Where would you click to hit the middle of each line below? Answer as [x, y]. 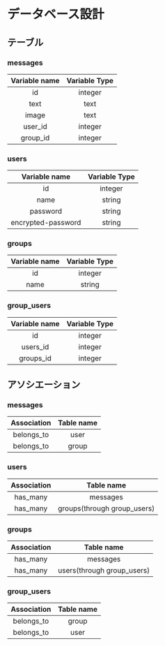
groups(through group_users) [107, 508]
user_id [35, 126]
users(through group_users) [104, 571]
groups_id [35, 358]
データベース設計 [56, 14]
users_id [35, 346]
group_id [35, 138]
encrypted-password [46, 223]
